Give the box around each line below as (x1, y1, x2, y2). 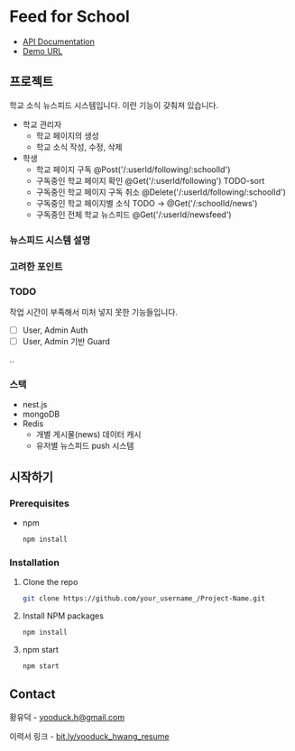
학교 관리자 (22, 119, 62, 130)
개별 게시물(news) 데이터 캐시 (35, 429, 142, 440)
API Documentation (22, 36, 95, 47)
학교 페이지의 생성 (35, 130, 99, 141)
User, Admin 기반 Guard (22, 335, 111, 346)
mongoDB (22, 408, 60, 420)
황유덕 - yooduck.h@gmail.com (9, 711, 124, 722)
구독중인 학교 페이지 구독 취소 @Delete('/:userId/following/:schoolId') (35, 187, 287, 197)
